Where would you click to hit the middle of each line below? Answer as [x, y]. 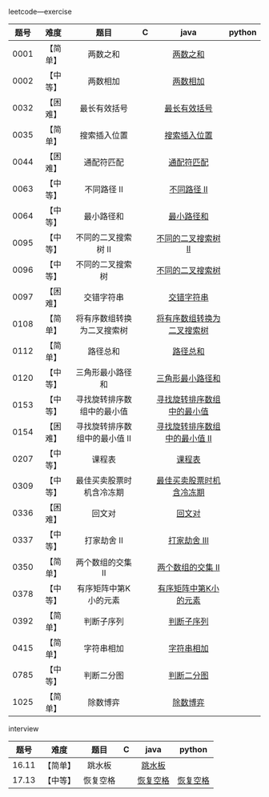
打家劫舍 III [189, 541]
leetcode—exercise [40, 12]
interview [24, 729]
